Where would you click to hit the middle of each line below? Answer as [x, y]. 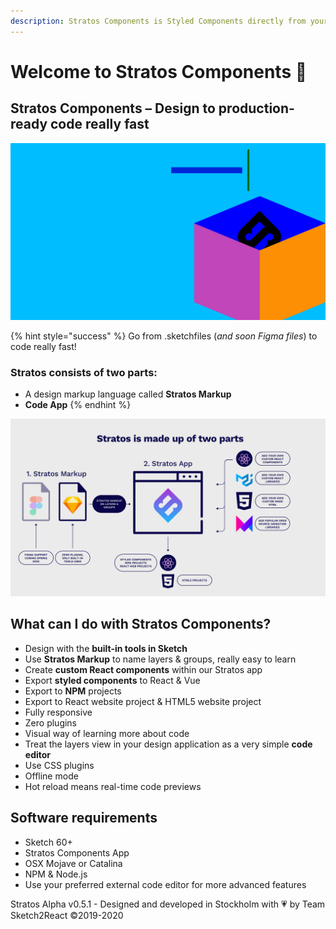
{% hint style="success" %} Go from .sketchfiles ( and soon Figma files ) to [164, 336]
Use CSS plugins [59, 765]
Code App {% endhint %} [78, 405]
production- [256, 108]
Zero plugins [51, 722]
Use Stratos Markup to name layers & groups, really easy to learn [160, 659]
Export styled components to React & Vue [112, 680]
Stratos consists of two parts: [84, 373]
